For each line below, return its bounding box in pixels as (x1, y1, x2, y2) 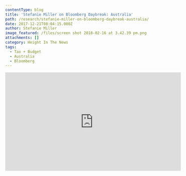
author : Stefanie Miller (5, 26, 57, 31)
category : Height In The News (5, 40, 69, 45)
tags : (5, 44, 17, 49)
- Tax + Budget (10, 49, 42, 54)
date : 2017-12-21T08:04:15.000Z (5, 21, 73, 26)
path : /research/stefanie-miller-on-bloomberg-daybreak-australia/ (5, 16, 149, 21)
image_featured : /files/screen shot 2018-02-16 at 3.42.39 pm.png (5, 30, 147, 35)
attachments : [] (5, 35, 39, 40)
